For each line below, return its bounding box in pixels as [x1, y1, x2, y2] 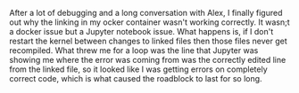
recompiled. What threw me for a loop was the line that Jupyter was [9, 45, 259, 56]
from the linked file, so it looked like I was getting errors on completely [9, 64, 268, 74]
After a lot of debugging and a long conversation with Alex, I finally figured [9, 8, 283, 18]
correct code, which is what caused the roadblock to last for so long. [9, 74, 262, 83]
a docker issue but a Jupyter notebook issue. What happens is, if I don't [9, 27, 274, 36]
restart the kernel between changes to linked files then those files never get [9, 35, 287, 46]
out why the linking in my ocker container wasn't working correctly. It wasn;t [9, 17, 290, 27]
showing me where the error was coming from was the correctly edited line [9, 55, 287, 65]
